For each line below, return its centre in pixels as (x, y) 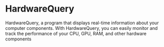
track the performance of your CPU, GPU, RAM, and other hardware (76, 33)
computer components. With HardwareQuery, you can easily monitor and (81, 28)
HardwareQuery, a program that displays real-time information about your (82, 23)
